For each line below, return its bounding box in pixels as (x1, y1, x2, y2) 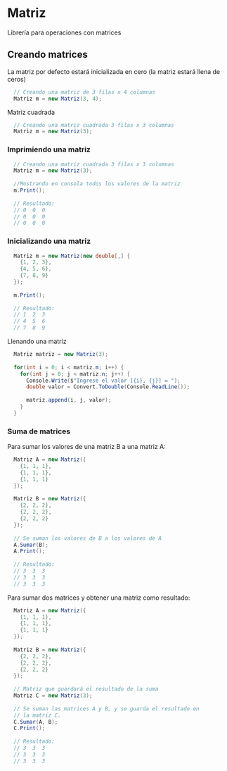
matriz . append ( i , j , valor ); (25, 397, 112, 404)
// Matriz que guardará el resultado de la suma (13, 686, 159, 693)
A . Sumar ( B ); (13, 541, 49, 548)
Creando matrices (7, 49, 88, 61)
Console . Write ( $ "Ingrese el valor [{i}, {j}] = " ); (25, 377, 181, 384)
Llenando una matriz (7, 337, 67, 346)
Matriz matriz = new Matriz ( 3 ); (13, 351, 109, 358)
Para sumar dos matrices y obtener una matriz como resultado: (7, 593, 190, 602)
